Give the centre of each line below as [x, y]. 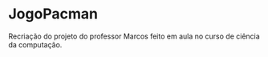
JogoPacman [53, 14]
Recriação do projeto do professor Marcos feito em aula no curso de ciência [134, 36]
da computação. [35, 44]
